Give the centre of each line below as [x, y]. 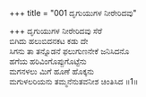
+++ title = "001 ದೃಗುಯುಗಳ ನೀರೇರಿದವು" [73, 13]
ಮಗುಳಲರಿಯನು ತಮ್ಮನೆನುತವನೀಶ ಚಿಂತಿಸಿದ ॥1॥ [74, 81]
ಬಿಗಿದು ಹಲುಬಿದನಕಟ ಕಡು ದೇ [49, 41]
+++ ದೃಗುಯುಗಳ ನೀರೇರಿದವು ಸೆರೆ [56, 31]
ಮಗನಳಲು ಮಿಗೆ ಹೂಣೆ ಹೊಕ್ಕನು [52, 71]
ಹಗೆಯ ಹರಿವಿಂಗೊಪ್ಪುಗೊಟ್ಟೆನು [48, 61]
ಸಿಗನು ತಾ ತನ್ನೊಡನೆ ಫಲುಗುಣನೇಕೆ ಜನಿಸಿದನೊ [69, 51]
